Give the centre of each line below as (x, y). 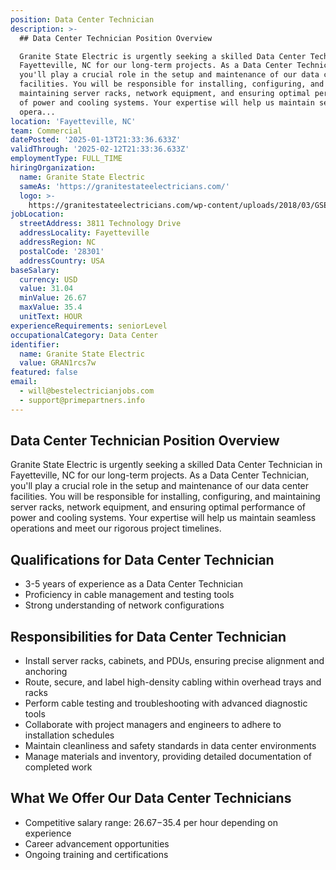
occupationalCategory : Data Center (84, 335)
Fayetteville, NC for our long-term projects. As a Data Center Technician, (160, 475)
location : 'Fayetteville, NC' (73, 121)
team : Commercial (46, 131)
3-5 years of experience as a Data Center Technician (133, 584)
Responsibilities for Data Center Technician (148, 636)
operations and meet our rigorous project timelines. (116, 528)
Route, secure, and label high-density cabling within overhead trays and (173, 682)
